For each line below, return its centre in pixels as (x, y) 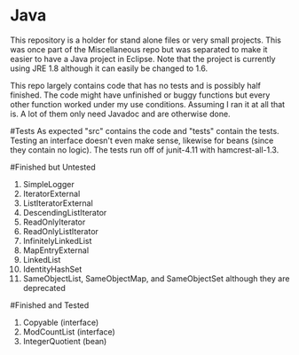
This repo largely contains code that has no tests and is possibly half (135, 85)
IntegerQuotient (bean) (65, 341)
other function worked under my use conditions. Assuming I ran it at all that (148, 104)
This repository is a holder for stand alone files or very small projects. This (146, 40)
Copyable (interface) (61, 322)
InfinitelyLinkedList (57, 241)
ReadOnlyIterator (54, 222)
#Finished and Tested (50, 305)
